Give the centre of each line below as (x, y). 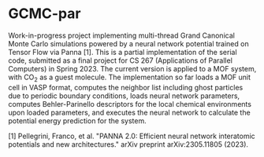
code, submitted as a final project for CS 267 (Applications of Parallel (120, 60)
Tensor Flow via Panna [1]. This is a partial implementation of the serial (123, 52)
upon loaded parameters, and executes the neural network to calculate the (129, 112)
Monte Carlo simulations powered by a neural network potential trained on (129, 43)
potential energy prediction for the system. (78, 120)
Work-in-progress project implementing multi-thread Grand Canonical (121, 35)
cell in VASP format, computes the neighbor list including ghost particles (126, 87)
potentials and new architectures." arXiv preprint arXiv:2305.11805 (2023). (128, 144)
